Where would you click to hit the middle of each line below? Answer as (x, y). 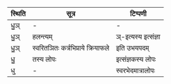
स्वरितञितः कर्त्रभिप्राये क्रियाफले (71, 48)
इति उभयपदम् (132, 48)
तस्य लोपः (44, 59)
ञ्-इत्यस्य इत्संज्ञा (138, 36)
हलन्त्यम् (42, 36)
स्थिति (18, 14)
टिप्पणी (138, 14)
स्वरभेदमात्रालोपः (135, 70)
